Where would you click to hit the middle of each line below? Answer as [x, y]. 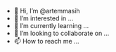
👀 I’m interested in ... [44, 18]
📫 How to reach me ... [46, 41]
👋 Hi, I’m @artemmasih [47, 11]
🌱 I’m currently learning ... [51, 26]
